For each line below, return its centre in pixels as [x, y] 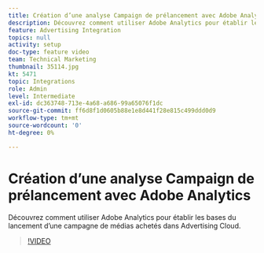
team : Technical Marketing [52, 60]
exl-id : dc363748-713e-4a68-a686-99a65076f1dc [86, 103]
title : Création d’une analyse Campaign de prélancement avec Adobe [123, 15]
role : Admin [27, 89]
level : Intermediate [42, 96]
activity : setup [35, 45]
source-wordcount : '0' [45, 125]
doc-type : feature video [49, 52]
